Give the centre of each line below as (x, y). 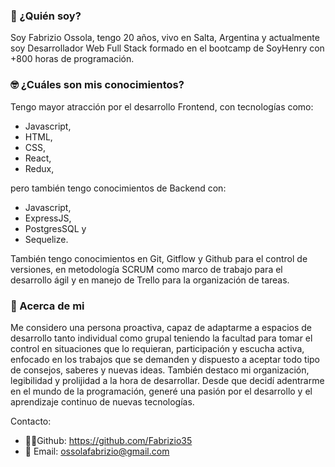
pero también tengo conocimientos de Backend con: (118, 188)
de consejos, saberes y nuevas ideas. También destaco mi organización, (160, 370)
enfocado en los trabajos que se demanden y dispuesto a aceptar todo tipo (165, 359)
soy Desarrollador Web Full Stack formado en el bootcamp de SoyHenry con (167, 48)
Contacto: (31, 421)
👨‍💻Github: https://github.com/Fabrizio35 (108, 440)
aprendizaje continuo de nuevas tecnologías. (102, 401)
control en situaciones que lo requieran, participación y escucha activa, (157, 348)
